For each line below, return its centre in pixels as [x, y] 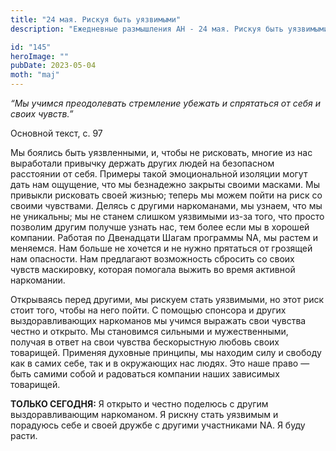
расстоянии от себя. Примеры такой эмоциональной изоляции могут [159, 174]
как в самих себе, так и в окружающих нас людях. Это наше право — [160, 363]
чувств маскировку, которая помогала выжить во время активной [153, 269]
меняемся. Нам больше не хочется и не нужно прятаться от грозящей [161, 248]
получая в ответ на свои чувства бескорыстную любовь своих [145, 342]
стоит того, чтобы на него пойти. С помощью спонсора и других [148, 310]
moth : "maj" [35, 75]
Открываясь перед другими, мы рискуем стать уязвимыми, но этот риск [167, 299]
